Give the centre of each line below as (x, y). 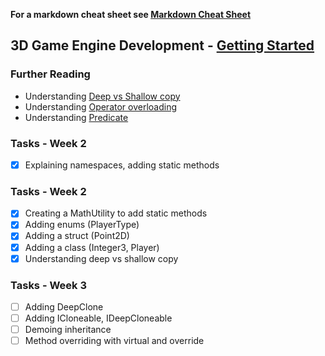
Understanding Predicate (76, 117)
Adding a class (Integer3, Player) (92, 247)
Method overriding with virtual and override (114, 341)
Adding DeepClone (64, 306)
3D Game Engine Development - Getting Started (162, 45)
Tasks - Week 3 (49, 285)
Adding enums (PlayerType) (82, 225)
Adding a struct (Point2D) (77, 236)
